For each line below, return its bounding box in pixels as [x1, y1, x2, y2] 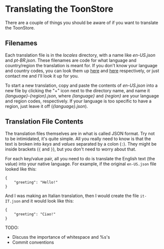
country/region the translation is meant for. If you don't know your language [5, 62, 158, 68]
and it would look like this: [22, 198, 74, 204]
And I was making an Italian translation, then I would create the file [5, 193, 139, 199]
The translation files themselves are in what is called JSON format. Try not [5, 130, 155, 136]
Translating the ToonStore [5, 3, 114, 15]
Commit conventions [12, 239, 54, 245]
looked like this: [5, 166, 37, 172]
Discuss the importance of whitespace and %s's [12, 234, 110, 240]
